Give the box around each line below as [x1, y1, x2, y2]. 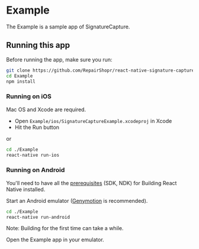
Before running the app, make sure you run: [6, 56, 113, 63]
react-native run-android [6, 214, 70, 220]
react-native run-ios [6, 152, 60, 158]
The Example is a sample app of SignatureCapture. [6, 23, 130, 30]
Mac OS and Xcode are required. [6, 106, 86, 113]
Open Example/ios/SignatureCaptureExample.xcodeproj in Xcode [14, 117, 172, 124]
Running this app [6, 40, 70, 50]
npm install [6, 78, 36, 85]
